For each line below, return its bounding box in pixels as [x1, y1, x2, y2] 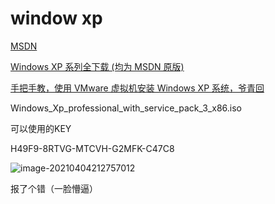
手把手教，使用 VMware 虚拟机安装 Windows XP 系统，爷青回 [10, 82, 265, 94]
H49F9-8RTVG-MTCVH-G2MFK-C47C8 [10, 142, 175, 154]
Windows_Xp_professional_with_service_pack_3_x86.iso [10, 102, 242, 114]
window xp [10, 7, 103, 30]
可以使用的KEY [10, 122, 72, 134]
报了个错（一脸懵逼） [10, 182, 98, 194]
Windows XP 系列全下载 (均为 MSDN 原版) [10, 60, 185, 72]
